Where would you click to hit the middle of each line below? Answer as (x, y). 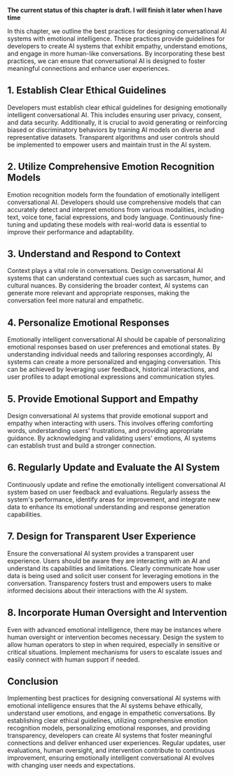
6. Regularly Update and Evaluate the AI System (113, 468)
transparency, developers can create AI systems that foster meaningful (110, 735)
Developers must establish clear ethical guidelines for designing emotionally (117, 107)
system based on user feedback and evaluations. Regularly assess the (109, 492)
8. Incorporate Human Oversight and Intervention (117, 613)
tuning (16, 225)
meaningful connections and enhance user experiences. (89, 68)
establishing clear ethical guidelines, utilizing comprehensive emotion (108, 721)
